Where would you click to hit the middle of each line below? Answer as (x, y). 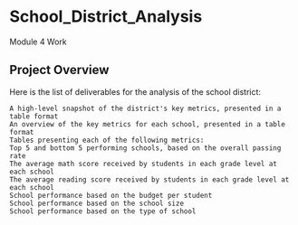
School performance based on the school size (96, 203)
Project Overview (59, 70)
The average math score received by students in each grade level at (144, 164)
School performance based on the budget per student (111, 195)
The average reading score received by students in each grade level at (149, 179)
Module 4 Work (38, 42)
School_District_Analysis (106, 17)
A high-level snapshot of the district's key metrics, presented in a (145, 108)
